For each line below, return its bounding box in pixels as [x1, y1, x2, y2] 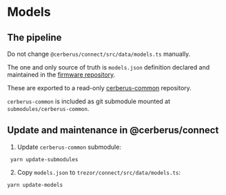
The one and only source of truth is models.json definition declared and [7, 63, 210, 71]
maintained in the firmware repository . [7, 70, 116, 79]
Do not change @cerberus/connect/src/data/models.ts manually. [7, 50, 191, 58]
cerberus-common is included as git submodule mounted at [7, 97, 171, 105]
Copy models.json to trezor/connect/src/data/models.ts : [17, 168, 181, 176]
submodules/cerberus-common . [7, 105, 90, 112]
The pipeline [7, 32, 62, 43]
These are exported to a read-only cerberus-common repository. [7, 84, 192, 92]
